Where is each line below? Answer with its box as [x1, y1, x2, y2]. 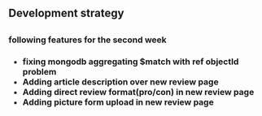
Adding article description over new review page [22, 76, 219, 88]
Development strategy [8, 6, 124, 20]
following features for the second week [8, 34, 167, 45]
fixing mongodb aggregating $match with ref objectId [22, 56, 239, 67]
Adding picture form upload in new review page [22, 97, 214, 108]
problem [22, 66, 57, 77]
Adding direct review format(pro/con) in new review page [22, 86, 255, 97]
